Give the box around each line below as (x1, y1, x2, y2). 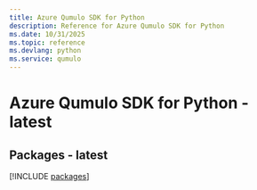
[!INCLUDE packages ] (9, 171, 90, 181)
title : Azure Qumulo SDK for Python (9, 12, 145, 22)
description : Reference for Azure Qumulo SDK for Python (9, 21, 225, 30)
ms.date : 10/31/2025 (9, 29, 86, 38)
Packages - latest (9, 147, 108, 162)
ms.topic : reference (9, 37, 86, 47)
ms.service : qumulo (9, 54, 82, 63)
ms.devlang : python (9, 46, 82, 55)
